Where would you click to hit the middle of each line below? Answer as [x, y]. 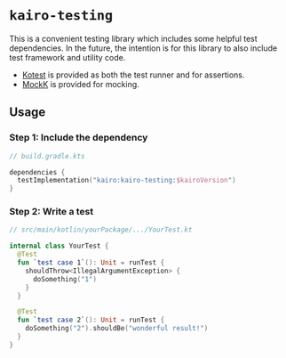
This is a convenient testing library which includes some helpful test [133, 38]
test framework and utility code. [68, 57]
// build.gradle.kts [48, 156]
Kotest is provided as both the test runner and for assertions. [133, 75]
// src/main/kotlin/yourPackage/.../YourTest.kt [101, 230]
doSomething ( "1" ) [65, 279]
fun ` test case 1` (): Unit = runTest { [91, 263]
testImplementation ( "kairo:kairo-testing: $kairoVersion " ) [127, 181]
